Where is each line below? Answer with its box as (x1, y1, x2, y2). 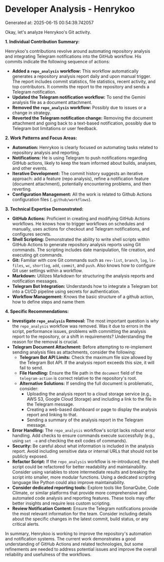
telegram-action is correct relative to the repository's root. (19, 375, 138, 381)
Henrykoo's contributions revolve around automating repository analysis (5, 48, 150, 54)
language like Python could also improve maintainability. (12, 479, 125, 485)
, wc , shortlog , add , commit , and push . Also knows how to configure (23, 262, 156, 268)
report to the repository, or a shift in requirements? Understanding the (12, 333, 153, 339)
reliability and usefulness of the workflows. (5, 551, 92, 557)
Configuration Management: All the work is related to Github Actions (12, 191, 152, 197)
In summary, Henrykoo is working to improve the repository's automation (5, 531, 152, 536)
